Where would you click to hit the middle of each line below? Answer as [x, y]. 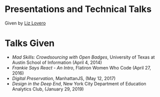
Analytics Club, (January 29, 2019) [48, 89]
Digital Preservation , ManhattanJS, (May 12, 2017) [64, 78]
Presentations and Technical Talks [78, 9]
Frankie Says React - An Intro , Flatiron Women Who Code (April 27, [82, 67]
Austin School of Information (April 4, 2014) [57, 62]
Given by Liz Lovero [25, 23]
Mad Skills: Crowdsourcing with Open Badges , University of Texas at [83, 57]
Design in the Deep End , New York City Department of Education [79, 83]
